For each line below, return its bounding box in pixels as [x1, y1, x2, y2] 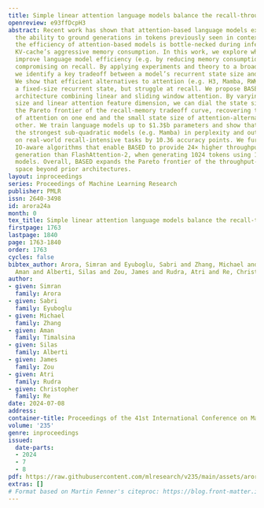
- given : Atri [8, 370, 55, 378]
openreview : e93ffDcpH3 [8, 19, 86, 27]
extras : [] [8, 480, 44, 488]
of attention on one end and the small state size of [15, 114, 195, 122]
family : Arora [15, 290, 61, 298]
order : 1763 [8, 246, 47, 254]
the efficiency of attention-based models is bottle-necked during [15, 41, 241, 49]
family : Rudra [15, 377, 61, 386]
